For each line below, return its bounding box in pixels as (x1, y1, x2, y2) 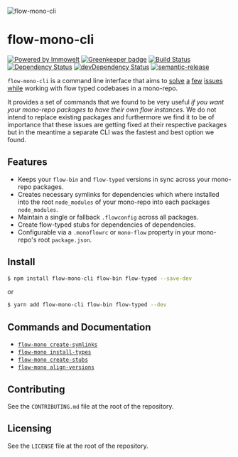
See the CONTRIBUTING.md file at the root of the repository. (7, 402, 174, 410)
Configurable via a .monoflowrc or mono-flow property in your (17, 227, 195, 236)
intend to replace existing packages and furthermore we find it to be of (7, 112, 215, 121)
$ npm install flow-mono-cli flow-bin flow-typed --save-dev (7, 274, 193, 282)
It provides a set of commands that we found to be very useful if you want (7, 97, 225, 106)
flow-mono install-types (17, 349, 92, 356)
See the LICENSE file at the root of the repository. (7, 441, 149, 450)
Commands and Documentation (7, 321, 151, 333)
